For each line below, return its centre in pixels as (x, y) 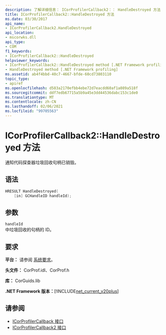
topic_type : (17, 79)
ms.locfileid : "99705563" (32, 111)
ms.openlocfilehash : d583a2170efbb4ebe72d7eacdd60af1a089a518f (72, 88)
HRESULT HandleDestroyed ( (32, 191)
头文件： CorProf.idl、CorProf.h (37, 270)
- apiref (14, 83)
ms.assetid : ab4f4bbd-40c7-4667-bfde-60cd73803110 (58, 74)
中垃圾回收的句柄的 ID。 (30, 230)
